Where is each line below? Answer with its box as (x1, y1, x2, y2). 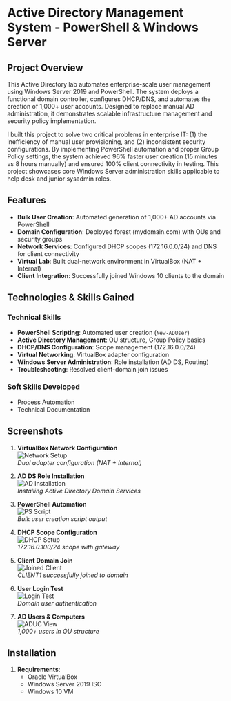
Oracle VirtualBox (27, 673, 78, 681)
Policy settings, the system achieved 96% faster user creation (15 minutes (7, 152, 218, 161)
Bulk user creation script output (17, 514, 108, 523)
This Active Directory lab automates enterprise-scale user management (7, 80, 211, 88)
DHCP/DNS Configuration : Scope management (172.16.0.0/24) (17, 343, 197, 351)
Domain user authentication (17, 599, 97, 607)
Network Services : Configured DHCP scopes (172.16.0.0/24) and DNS (17, 242, 217, 251)
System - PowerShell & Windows (7, 19, 199, 35)
